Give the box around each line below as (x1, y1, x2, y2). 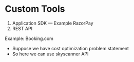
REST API (12, 25, 33, 31)
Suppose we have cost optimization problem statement (12, 45, 129, 51)
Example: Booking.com (5, 35, 53, 42)
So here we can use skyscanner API (12, 51, 89, 57)
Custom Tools (5, 3, 65, 15)
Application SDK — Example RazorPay (12, 20, 93, 26)
